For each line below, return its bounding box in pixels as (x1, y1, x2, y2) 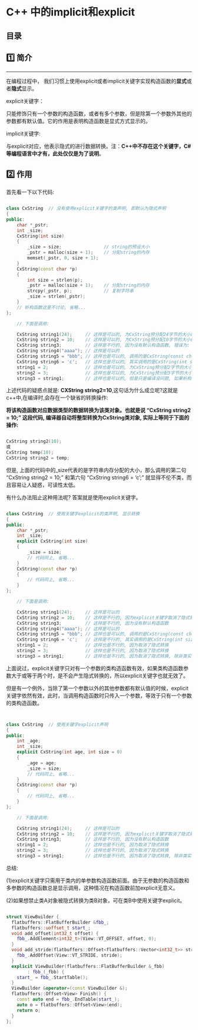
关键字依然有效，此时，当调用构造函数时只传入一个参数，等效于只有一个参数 (6, 692, 192, 699)
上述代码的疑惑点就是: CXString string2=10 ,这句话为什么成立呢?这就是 (6, 387, 179, 394)
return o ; (16, 1007, 41, 1013)
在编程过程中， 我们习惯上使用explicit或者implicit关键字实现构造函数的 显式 (6, 78, 187, 85)
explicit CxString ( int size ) (16, 538, 88, 544)
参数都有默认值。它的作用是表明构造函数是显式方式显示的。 (6, 118, 151, 125)
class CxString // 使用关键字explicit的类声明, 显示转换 (6, 511, 140, 516)
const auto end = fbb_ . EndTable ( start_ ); (16, 996, 120, 1003)
